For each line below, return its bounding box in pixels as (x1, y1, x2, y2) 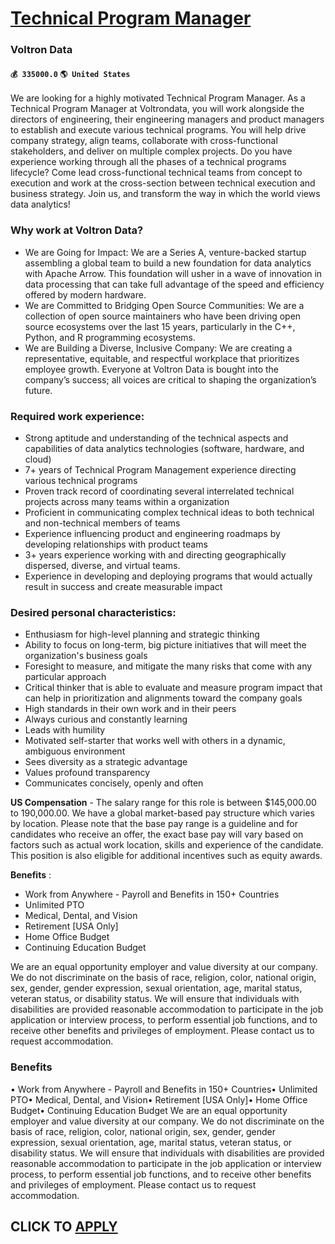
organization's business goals (24, 650, 148, 662)
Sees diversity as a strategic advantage (24, 756, 188, 768)
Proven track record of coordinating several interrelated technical (24, 485, 295, 497)
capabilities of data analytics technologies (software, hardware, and (24, 442, 305, 454)
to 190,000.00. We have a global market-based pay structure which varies (10, 807, 315, 819)
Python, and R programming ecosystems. (24, 331, 196, 343)
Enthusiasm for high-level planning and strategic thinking (24, 628, 260, 641)
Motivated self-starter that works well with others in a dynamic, (24, 735, 286, 747)
